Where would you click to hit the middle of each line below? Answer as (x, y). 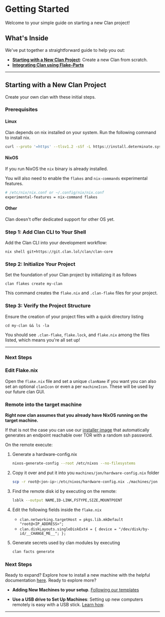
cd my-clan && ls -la (27, 326)
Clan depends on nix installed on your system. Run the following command (81, 132)
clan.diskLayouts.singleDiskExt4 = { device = (68, 529)
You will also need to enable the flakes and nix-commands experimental (76, 178)
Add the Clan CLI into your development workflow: (56, 243)
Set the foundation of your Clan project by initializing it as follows (71, 275)
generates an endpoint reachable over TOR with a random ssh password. (79, 435)
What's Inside (27, 38)
